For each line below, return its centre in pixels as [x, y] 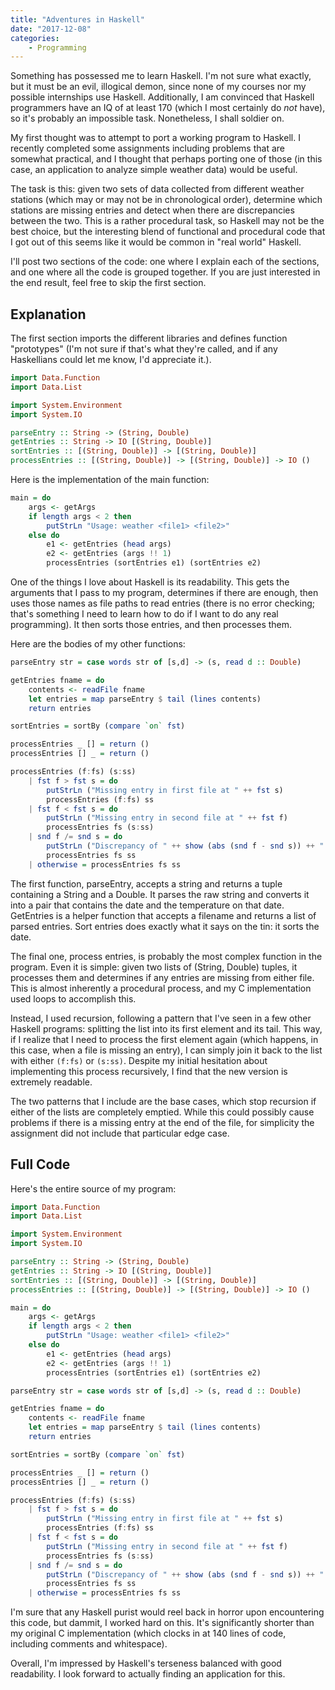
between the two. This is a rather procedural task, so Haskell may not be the [167, 221]
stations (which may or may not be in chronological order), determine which [166, 200]
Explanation [48, 314]
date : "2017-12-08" [51, 29]
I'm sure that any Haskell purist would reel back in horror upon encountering [167, 1612]
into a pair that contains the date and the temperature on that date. [147, 905]
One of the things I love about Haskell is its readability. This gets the [150, 582]
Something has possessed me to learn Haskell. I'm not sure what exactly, [161, 76]
